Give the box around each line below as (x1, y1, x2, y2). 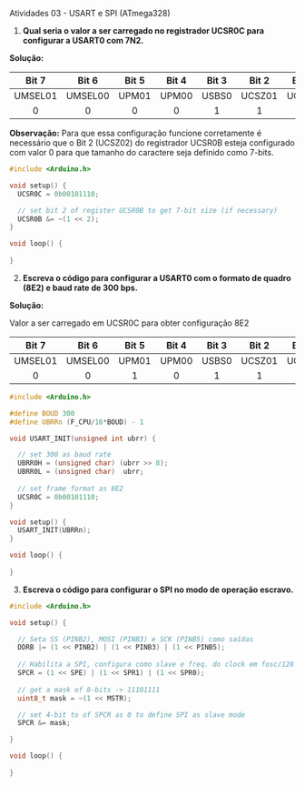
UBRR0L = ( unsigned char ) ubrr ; (17, 468, 144, 477)
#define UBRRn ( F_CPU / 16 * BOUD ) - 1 (9, 418, 144, 427)
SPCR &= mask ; (17, 719, 71, 728)
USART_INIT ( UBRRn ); (17, 526, 92, 535)
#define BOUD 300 (9, 408, 75, 418)
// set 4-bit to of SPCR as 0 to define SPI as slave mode (17, 710, 246, 720)
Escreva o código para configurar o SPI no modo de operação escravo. (22, 584, 294, 595)
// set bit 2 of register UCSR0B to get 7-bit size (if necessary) (17, 206, 279, 215)
